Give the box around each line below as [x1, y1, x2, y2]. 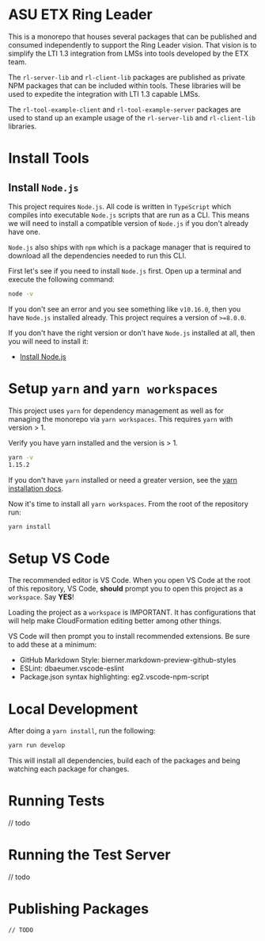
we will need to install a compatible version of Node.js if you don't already [8, 218, 249, 228]
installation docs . [8, 484, 64, 493]
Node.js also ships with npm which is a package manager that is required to [8, 242, 251, 251]
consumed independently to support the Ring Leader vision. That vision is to [8, 40, 257, 49]
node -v [8, 289, 34, 298]
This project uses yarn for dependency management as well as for [8, 406, 224, 415]
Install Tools [8, 149, 89, 167]
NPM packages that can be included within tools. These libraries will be [8, 81, 241, 90]
